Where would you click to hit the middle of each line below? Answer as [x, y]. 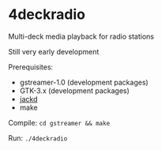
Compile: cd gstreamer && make [59, 122]
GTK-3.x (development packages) [75, 90]
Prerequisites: [31, 67]
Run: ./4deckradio [38, 138]
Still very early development [54, 51]
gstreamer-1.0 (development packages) [84, 82]
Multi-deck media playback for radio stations [81, 36]
